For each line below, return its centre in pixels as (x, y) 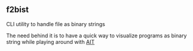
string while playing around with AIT (50, 42)
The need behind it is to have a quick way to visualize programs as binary (96, 36)
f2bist (17, 10)
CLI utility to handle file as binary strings (56, 24)
